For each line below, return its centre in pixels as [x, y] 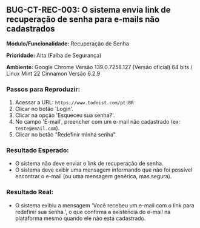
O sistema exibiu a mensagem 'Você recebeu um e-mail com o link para [105, 205]
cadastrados [31, 29]
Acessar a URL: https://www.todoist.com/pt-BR [75, 102]
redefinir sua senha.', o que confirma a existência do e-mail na [93, 212]
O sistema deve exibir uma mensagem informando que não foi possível [104, 170]
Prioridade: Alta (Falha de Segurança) [54, 55]
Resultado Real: [30, 192]
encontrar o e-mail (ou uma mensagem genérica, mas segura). [93, 176]
